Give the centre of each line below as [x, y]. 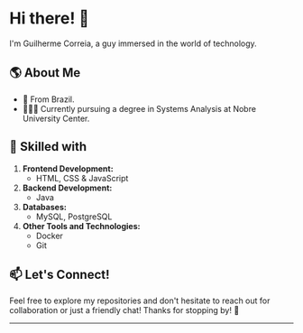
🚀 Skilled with [48, 147]
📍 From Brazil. [48, 99]
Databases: [45, 207]
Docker [49, 236]
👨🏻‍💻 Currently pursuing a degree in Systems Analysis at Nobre [139, 108]
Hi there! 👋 [50, 18]
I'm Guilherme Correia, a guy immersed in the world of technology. [133, 43]
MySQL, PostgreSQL [74, 217]
